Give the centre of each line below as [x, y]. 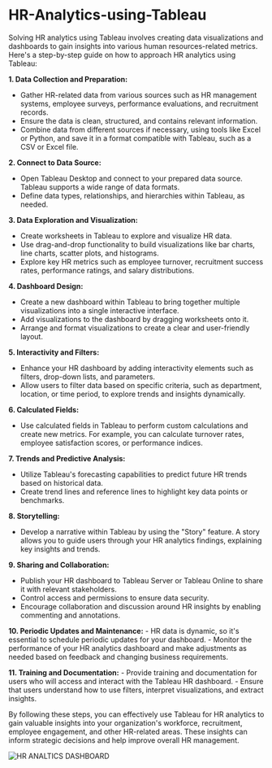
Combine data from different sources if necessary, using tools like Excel [140, 129]
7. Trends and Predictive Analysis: [67, 458]
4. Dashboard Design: [46, 286]
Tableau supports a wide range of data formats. [100, 187]
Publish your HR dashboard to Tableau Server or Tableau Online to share [142, 580]
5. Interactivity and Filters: [54, 352]
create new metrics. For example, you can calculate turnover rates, [132, 434]
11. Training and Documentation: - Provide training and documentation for [133, 672]
